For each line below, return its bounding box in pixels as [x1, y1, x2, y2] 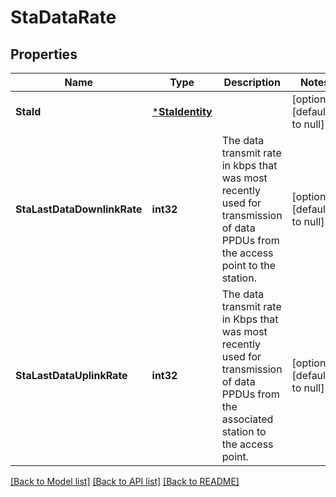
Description [223, 76, 281, 89]
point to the [221, 259, 276, 272]
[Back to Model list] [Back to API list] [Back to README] [10, 476, 240, 487]
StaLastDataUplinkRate [15, 369, 128, 382]
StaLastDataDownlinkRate [15, 202, 143, 216]
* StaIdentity [151, 105, 213, 118]
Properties [10, 46, 78, 63]
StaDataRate [10, 6, 117, 29]
